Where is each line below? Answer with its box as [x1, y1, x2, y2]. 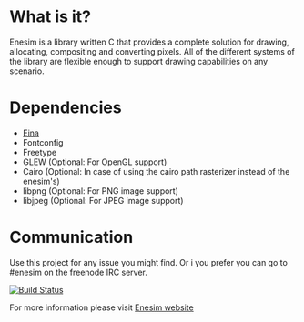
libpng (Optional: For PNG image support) [22, 185, 179, 196]
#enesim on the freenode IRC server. [9, 267, 148, 277]
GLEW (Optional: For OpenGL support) [22, 156, 167, 167]
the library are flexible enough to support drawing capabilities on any [9, 55, 269, 66]
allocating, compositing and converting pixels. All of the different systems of [9, 45, 296, 56]
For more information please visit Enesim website [9, 302, 194, 313]
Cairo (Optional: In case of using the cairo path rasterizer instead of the [22, 166, 290, 176]
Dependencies [9, 97, 122, 118]
